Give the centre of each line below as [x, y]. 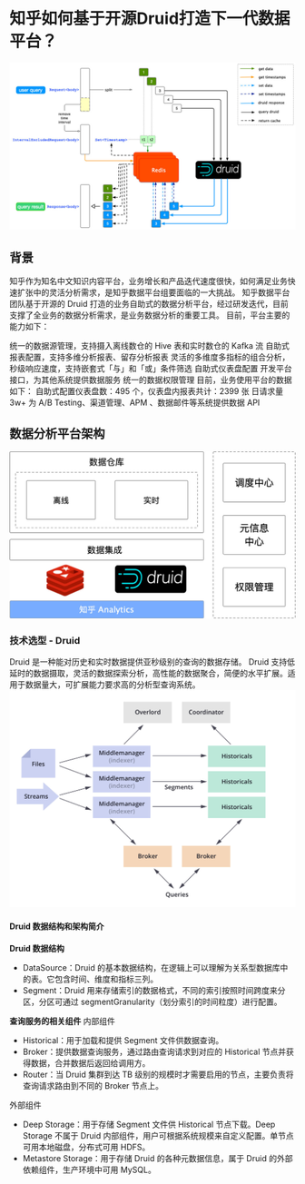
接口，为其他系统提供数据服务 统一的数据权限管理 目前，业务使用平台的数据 [151, 380]
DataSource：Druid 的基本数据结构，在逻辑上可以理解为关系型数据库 [151, 967]
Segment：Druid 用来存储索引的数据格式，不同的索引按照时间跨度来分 [154, 990]
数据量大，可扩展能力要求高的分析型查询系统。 [113, 685]
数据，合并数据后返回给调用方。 [90, 1062]
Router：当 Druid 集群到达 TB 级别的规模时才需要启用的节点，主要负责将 [158, 1074]
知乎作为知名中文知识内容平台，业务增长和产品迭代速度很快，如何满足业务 [148, 281]
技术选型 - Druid [45, 640]
